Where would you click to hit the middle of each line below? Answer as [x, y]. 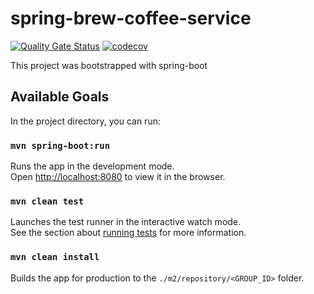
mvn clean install [55, 257]
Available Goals [60, 97]
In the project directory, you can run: [85, 121]
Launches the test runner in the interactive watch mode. [126, 222]
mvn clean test [47, 201]
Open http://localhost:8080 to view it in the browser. [118, 177]
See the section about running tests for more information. [128, 233]
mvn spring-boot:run [60, 145]
